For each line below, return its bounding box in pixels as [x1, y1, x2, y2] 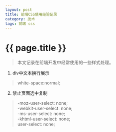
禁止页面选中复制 [12, 90, 48, 96]
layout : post [5, 7, 32, 12]
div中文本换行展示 [12, 70, 50, 76]
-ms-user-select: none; [17, 111, 66, 117]
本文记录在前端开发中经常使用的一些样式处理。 [17, 60, 114, 66]
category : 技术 [5, 16, 35, 21]
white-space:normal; [17, 80, 61, 86]
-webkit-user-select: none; [17, 105, 73, 112]
